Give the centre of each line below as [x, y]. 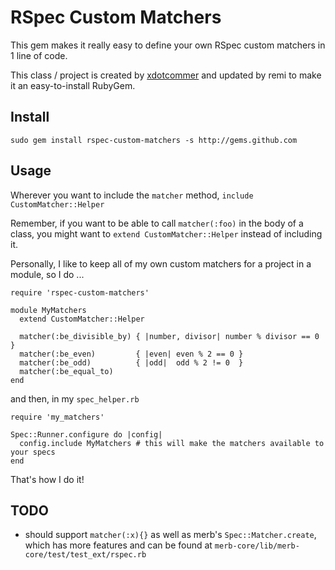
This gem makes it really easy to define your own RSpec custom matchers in [168, 45]
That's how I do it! [47, 479]
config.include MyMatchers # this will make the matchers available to [172, 443]
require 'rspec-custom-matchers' [80, 292]
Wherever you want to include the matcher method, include [132, 195]
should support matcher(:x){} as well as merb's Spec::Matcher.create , [170, 535]
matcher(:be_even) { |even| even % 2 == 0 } [131, 354]
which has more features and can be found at [118, 545]
